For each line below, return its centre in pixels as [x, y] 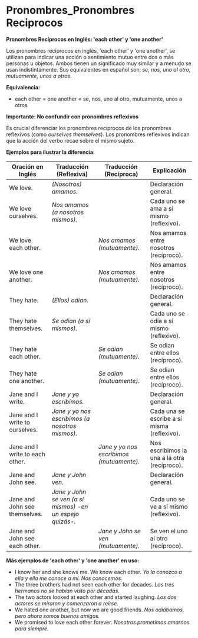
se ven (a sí [68, 499]
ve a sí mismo [169, 507]
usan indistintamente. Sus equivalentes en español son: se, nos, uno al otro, [98, 69]
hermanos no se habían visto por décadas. [67, 591]
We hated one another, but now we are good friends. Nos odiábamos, [99, 610]
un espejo [65, 514]
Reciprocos [34, 23]
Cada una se [167, 411]
